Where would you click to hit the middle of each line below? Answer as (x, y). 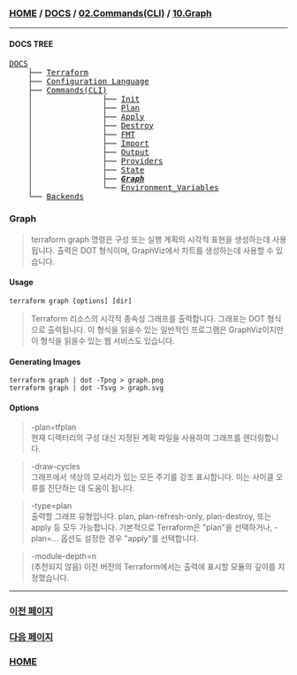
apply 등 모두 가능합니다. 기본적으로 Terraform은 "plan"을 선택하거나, (152, 528)
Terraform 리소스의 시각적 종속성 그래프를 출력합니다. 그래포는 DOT (148, 318)
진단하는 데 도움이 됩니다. (91, 488)
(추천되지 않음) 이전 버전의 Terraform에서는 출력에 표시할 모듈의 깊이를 (153, 567)
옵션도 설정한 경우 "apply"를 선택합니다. (129, 539)
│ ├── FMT (81, 134)
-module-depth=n (64, 556)
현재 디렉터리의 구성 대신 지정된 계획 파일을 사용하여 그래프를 (136, 438)
